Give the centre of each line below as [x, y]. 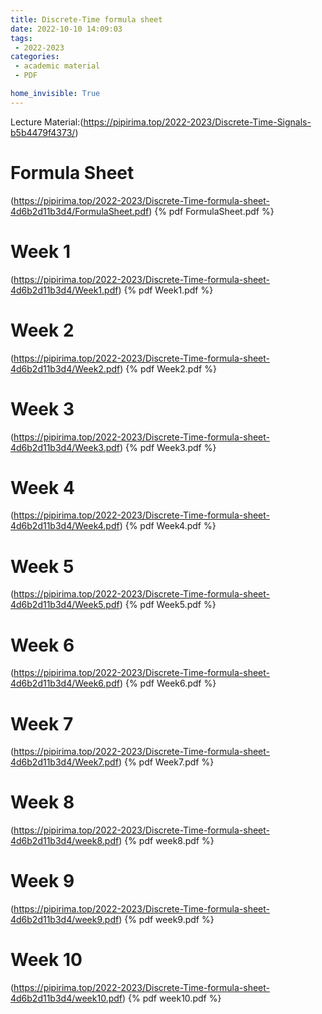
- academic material [57, 66]
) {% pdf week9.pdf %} [166, 920]
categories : [35, 57]
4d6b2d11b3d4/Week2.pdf [65, 368]
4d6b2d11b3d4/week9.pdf [65, 920]
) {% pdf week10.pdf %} [172, 998]
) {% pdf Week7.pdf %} [166, 762]
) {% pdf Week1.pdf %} [166, 290]
